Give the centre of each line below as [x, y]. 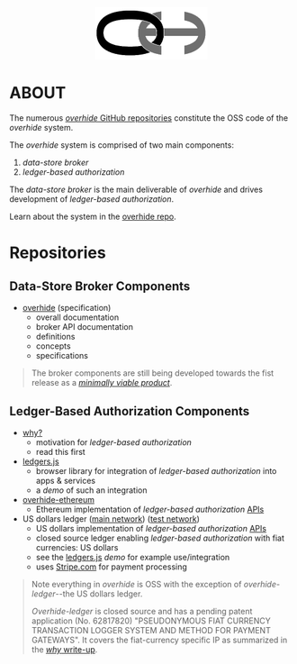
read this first [60, 451]
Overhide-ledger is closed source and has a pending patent [142, 611]
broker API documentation [84, 327]
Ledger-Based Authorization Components [130, 411]
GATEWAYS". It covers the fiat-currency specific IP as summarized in [159, 640]
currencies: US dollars [77, 547]
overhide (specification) [67, 308]
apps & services [66, 480]
